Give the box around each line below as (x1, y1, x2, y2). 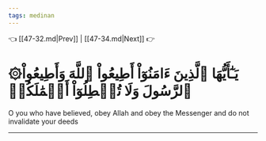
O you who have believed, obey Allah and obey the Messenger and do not (8, 108, 249, 117)
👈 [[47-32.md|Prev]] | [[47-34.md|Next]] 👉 (8, 33, 155, 44)
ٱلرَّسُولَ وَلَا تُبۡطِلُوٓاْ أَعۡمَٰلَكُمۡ (8, 82, 192, 100)
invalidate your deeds (8, 116, 79, 126)
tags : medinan (8, 11, 55, 20)
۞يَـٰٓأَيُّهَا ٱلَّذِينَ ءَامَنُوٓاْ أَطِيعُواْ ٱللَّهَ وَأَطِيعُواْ (8, 64, 239, 82)
